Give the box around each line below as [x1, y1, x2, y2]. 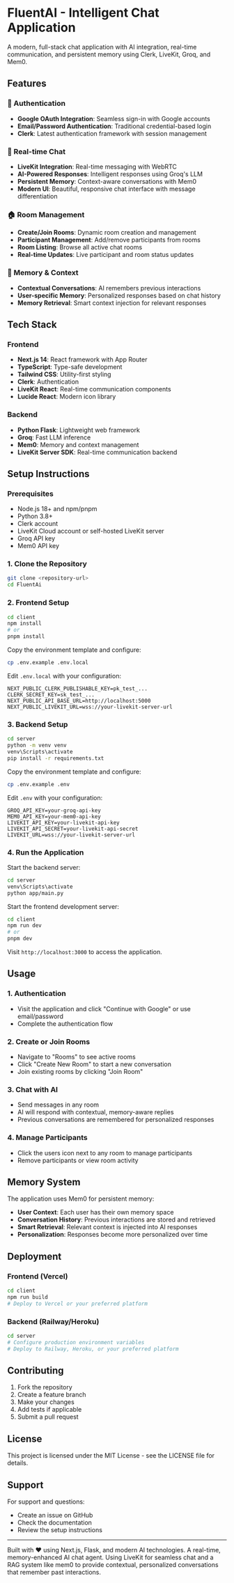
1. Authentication [7, 989, 66, 999]
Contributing [7, 1365, 64, 1377]
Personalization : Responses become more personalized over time [17, 1231, 208, 1239]
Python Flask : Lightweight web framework [17, 426, 141, 434]
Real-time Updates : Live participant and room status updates [17, 251, 194, 259]
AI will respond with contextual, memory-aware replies [17, 1108, 174, 1116]
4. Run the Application [7, 848, 84, 857]
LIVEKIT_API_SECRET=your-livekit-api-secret [7, 825, 139, 832]
